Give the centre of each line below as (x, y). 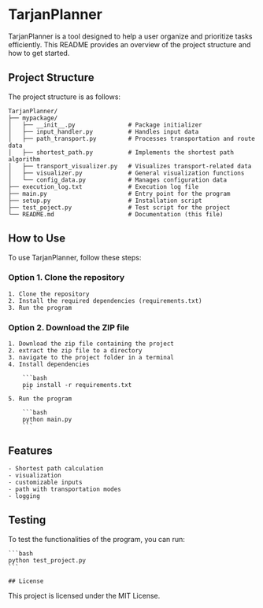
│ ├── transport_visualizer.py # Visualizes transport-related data (130, 166)
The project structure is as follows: (64, 97)
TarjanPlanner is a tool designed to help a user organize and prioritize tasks (131, 36)
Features (30, 450)
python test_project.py (47, 560)
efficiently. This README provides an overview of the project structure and (130, 44)
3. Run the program (40, 308)
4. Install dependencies (49, 365)
